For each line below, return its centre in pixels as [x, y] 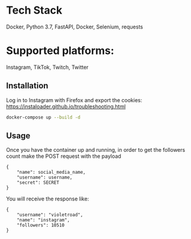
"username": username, [45, 178]
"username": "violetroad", [50, 215]
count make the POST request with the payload [64, 156]
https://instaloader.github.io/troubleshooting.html [66, 106]
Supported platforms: [60, 51]
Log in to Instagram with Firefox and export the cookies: [74, 100]
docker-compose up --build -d [43, 117]
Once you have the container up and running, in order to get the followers [96, 150]
